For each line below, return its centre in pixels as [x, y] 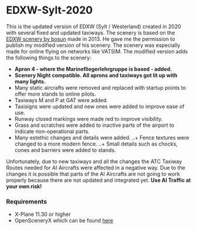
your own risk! [24, 186]
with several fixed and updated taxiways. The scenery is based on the [91, 32]
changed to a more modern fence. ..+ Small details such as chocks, [96, 144]
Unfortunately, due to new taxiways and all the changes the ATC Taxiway [94, 161]
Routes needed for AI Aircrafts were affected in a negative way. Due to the [96, 167]
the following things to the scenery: [49, 58]
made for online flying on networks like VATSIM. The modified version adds [97, 51]
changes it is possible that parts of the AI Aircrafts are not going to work [93, 174]
